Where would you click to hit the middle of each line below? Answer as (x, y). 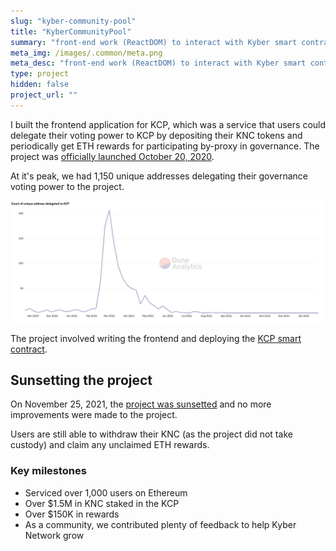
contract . (29, 349)
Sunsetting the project (81, 380)
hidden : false (40, 85)
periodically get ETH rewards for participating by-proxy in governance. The (165, 146)
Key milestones (48, 471)
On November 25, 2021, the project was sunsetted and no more (141, 404)
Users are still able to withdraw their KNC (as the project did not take (151, 434)
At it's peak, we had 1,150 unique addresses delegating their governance (159, 176)
